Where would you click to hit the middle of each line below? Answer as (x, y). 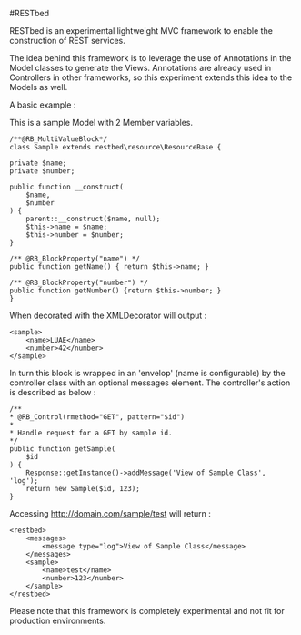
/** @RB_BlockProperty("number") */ (79, 282)
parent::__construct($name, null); (93, 219)
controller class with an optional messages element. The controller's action (150, 383)
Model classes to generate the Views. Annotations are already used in (140, 68)
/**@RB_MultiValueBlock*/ (58, 139)
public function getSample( (63, 449)
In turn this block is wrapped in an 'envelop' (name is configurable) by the (147, 373)
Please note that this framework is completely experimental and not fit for (147, 611)
